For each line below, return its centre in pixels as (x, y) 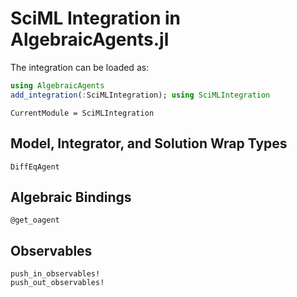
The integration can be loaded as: (80, 67)
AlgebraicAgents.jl (90, 39)
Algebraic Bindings (71, 197)
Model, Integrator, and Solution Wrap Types (149, 143)
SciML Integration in (95, 18)
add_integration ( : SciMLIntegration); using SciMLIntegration (140, 95)
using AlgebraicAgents (57, 85)
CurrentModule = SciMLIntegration (82, 113)
